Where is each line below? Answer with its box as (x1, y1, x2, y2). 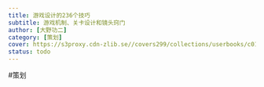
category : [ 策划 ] (8, 33, 63, 42)
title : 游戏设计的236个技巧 (8, 11, 90, 20)
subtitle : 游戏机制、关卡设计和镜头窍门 (8, 19, 126, 27)
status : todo (8, 48, 51, 56)
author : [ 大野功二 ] (8, 26, 68, 34)
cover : (8, 41, 30, 49)
